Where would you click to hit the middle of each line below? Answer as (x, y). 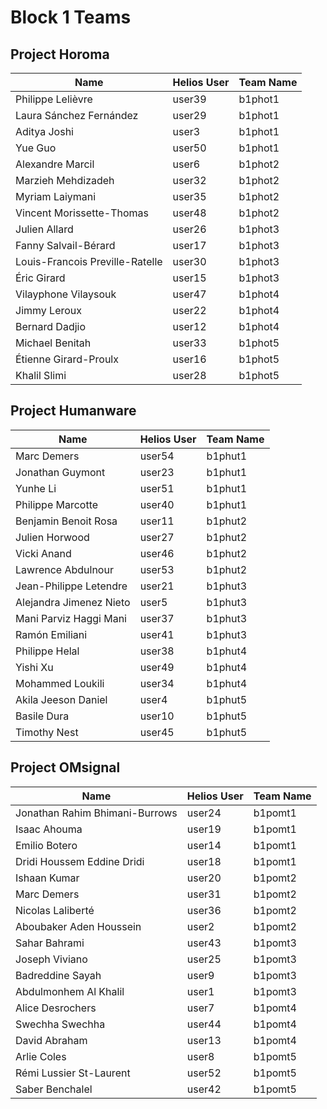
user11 (157, 521)
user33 (189, 343)
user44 (204, 1024)
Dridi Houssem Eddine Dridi (80, 861)
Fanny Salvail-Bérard (65, 245)
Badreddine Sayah (58, 975)
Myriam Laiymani (56, 196)
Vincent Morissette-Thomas (82, 213)
